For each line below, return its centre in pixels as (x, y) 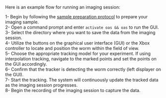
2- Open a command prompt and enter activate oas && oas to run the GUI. (82, 27)
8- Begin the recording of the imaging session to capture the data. (73, 90)
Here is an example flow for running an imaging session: (63, 7)
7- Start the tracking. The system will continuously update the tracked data (82, 80)
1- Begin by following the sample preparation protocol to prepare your (77, 17)
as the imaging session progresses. (41, 85)
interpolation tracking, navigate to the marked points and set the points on (81, 59)
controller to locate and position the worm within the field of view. (72, 48)
